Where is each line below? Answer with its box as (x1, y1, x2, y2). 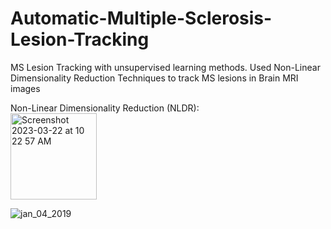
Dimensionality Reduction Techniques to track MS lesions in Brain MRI (10, 72, 299, 84)
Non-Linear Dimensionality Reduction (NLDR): (10, 102, 200, 114)
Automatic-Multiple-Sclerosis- (10, 7, 273, 30)
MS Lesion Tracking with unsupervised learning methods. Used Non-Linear (10, 61, 321, 73)
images (10, 82, 41, 94)
